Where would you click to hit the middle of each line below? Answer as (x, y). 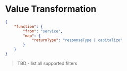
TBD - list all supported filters (47, 63)
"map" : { (32, 36)
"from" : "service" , (43, 31)
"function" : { (28, 26)
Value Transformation (51, 9)
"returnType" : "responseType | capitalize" (77, 40)
